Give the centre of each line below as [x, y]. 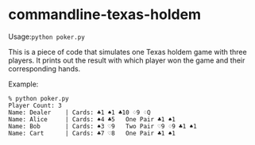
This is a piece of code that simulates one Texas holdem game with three [128, 52]
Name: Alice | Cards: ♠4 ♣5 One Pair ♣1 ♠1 [92, 119]
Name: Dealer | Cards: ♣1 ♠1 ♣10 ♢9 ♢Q [79, 113]
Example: [23, 84]
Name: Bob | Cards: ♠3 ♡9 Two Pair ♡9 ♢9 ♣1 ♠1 [102, 126]
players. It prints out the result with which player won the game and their [127, 60]
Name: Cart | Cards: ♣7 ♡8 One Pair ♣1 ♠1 [92, 133]
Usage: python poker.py [46, 36]
